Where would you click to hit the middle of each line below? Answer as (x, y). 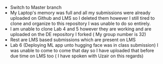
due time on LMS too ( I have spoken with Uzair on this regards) (77, 56)
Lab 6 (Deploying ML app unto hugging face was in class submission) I (84, 45)
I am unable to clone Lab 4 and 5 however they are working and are (80, 29)
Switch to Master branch (36, 7)
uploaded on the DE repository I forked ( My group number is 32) (78, 34)
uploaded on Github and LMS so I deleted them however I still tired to (82, 18)
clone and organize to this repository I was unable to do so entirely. (80, 23)
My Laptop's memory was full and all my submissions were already (80, 13)
